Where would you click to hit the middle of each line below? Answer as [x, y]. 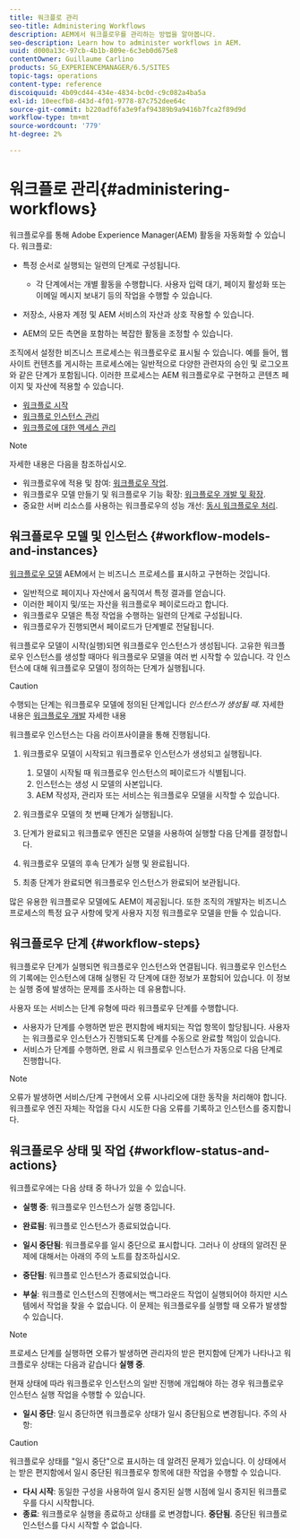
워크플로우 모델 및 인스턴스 [78, 536]
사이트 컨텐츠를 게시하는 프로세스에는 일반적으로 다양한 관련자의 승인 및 [133, 363]
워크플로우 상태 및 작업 [68, 1150]
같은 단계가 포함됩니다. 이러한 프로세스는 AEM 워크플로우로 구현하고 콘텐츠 [149, 375]
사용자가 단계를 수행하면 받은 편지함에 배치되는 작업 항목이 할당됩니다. [144, 1027]
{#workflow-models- [210, 536]
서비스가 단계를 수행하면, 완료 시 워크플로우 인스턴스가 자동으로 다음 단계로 [153, 1050]
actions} [34, 1165]
